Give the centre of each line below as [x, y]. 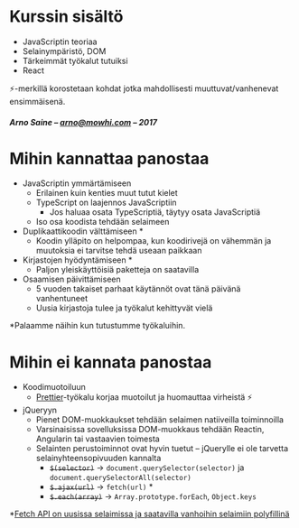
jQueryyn [39, 410]
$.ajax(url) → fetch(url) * [101, 487]
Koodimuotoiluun [54, 387]
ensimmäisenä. [37, 101]
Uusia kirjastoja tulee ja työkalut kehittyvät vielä [124, 308]
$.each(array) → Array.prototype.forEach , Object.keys [153, 496]
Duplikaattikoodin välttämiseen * [83, 231]
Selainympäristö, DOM [64, 51]
